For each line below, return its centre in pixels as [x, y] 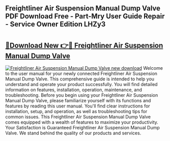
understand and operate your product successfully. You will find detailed [81, 84]
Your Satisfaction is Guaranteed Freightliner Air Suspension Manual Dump [83, 128]
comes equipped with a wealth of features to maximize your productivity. [82, 122]
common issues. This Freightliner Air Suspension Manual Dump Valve [78, 117]
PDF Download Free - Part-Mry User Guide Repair [85, 17]
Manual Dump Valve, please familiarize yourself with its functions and [78, 101]
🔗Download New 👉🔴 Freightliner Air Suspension [84, 45]
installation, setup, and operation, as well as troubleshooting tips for [76, 111]
